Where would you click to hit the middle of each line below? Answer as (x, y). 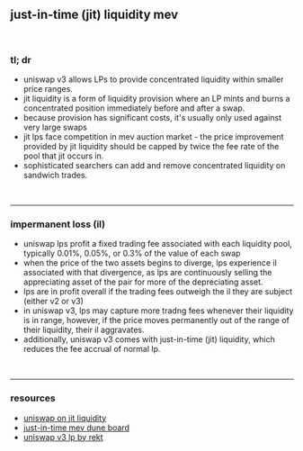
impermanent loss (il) (58, 224)
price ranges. (48, 89)
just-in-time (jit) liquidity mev (94, 15)
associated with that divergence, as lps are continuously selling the (147, 273)
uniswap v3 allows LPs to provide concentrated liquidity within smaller (153, 79)
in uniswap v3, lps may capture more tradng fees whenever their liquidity (158, 311)
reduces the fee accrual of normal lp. (92, 349)
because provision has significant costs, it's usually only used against (152, 118)
